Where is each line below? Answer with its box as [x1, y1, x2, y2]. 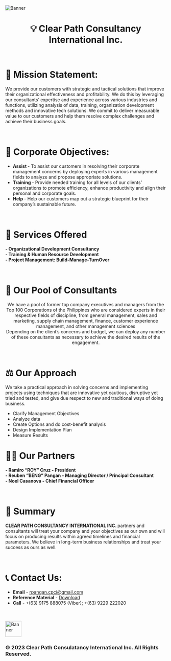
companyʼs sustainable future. [12, 201, 77, 207]
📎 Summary [5, 506, 56, 517]
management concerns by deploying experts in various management [12, 168, 158, 174]
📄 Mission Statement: [5, 69, 98, 81]
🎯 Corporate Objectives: [5, 146, 110, 158]
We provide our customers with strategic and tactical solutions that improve [5, 85, 164, 92]
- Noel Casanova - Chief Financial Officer [5, 477, 94, 484]
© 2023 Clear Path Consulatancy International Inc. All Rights [5, 644, 159, 651]
